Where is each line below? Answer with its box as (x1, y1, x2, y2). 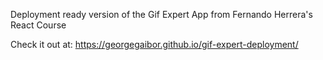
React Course (10, 19, 67, 31)
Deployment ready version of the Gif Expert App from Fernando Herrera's (10, 9, 313, 20)
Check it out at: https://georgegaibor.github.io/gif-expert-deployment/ (10, 39, 299, 50)
